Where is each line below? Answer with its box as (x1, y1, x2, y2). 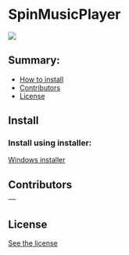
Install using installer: (8, 137, 92, 148)
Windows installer (8, 155, 66, 165)
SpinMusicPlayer (8, 5, 121, 24)
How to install (19, 75, 64, 84)
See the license (8, 239, 58, 248)
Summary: (8, 53, 60, 67)
